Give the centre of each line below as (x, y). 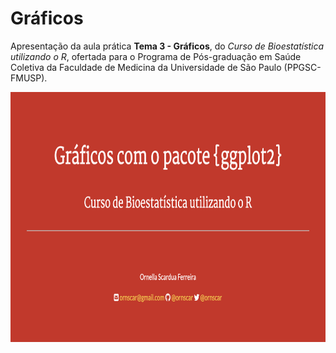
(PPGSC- (302, 67)
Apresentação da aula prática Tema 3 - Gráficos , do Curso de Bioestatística (167, 46)
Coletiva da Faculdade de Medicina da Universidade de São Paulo (146, 67)
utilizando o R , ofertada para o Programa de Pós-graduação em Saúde (156, 56)
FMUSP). (29, 78)
